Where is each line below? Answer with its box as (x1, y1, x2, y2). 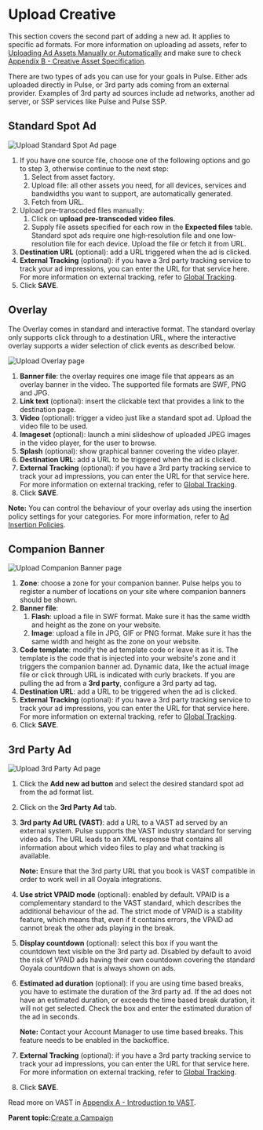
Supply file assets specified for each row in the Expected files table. (31, 222, 254, 231)
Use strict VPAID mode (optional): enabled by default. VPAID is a (19, 890, 230, 899)
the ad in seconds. (19, 1012, 80, 1022)
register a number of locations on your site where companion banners (19, 587, 246, 596)
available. (19, 851, 51, 861)
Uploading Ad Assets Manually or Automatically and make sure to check (8, 48, 242, 57)
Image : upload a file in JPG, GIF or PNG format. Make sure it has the (31, 629, 252, 638)
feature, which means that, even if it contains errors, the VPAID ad (19, 915, 233, 924)
